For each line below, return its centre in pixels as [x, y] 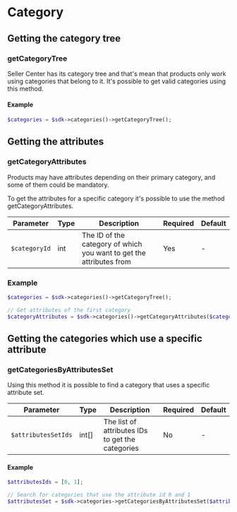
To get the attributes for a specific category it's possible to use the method [116, 198]
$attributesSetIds [42, 435]
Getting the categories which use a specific [105, 338]
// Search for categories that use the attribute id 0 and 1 [99, 495]
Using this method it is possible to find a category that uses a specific [109, 385]
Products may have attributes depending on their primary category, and [111, 177]
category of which [112, 244]
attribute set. [26, 393]
